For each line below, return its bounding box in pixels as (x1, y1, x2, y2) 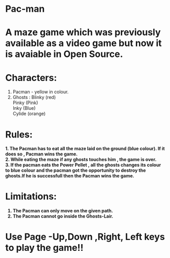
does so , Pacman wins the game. (5, 151, 78, 157)
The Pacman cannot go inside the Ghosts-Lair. (12, 213, 113, 220)
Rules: (5, 129, 33, 140)
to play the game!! (5, 242, 84, 254)
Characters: (5, 72, 57, 84)
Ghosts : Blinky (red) (12, 94, 56, 101)
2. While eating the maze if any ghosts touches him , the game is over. (5, 156, 157, 163)
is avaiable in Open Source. (5, 48, 124, 60)
